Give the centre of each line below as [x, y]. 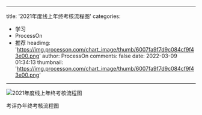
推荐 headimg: [33, 43]
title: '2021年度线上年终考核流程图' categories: [63, 16]
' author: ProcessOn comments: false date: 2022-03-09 [108, 56]
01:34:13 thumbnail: [39, 62]
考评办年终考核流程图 [32, 106]
